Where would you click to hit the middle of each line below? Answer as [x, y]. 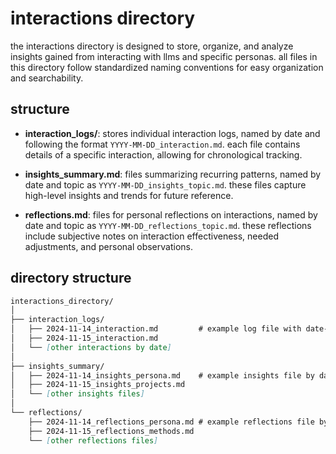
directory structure [71, 278]
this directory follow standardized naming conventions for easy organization [167, 67]
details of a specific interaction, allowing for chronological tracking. [163, 154]
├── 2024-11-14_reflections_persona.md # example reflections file [171, 422]
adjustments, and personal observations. [108, 246]
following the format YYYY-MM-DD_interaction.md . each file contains [162, 144]
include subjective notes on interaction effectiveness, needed [151, 236]
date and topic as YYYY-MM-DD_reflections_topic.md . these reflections [168, 225]
